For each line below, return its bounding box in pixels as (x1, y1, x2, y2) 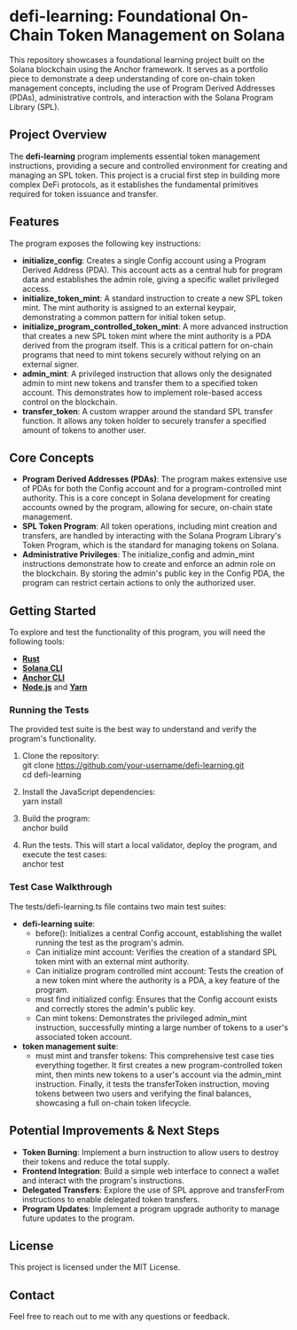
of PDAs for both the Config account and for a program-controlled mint (21, 484, 282, 494)
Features (9, 215, 59, 230)
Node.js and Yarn (21, 681, 88, 693)
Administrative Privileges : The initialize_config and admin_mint (21, 549, 255, 560)
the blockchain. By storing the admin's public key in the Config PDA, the (21, 568, 285, 578)
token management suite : (21, 1041, 119, 1051)
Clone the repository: (21, 751, 100, 761)
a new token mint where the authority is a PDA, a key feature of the (35, 974, 280, 986)
